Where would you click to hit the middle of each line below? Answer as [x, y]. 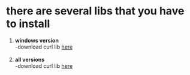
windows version [37, 40]
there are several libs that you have [95, 11]
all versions [30, 59]
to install [28, 24]
